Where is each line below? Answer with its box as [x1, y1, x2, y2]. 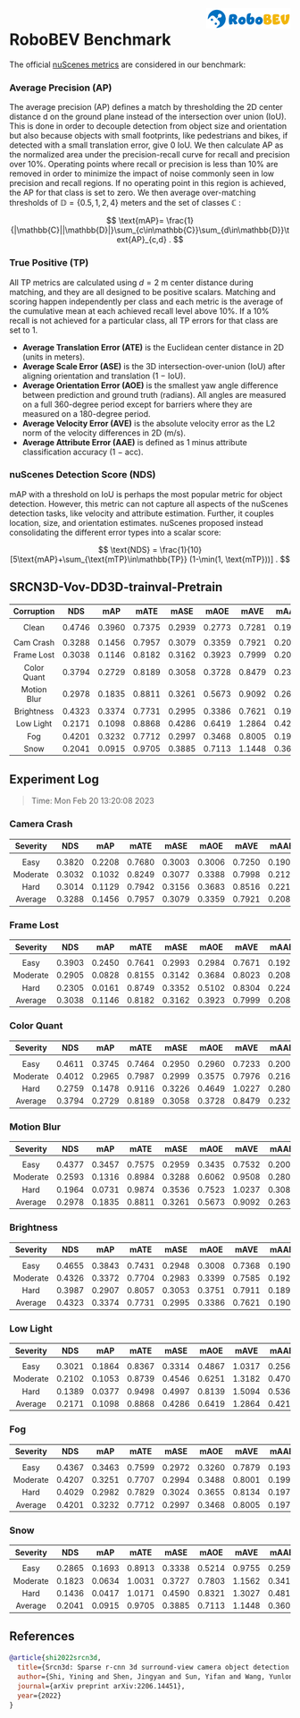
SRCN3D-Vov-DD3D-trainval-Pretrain [9, 580, 223, 595]
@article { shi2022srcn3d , [9, 1654, 102, 1663]
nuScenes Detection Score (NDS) [9, 469, 156, 481]
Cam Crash [12, 638, 55, 648]
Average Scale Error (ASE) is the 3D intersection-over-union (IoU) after [21, 360, 286, 371]
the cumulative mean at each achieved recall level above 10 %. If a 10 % [9, 305, 270, 316]
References [9, 1629, 75, 1644]
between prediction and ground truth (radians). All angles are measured [21, 389, 287, 400]
